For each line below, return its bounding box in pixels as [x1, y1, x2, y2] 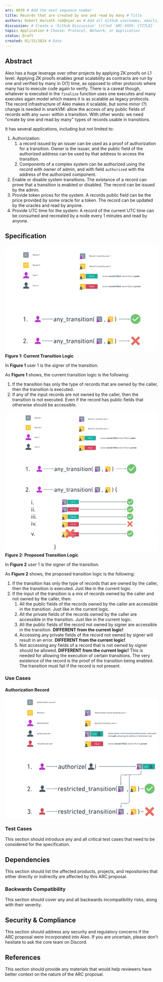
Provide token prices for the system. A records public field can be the [12, 192, 151, 198]
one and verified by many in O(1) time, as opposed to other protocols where [5, 80, 156, 86]
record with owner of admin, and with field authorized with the [19, 166, 145, 172]
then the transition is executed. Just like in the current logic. [12, 585, 132, 591]
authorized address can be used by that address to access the [19, 151, 145, 156]
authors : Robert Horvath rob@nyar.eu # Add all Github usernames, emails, [5, 18, 160, 23]
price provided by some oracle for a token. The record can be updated [12, 197, 153, 203]
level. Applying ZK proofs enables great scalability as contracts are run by [5, 75, 153, 81]
